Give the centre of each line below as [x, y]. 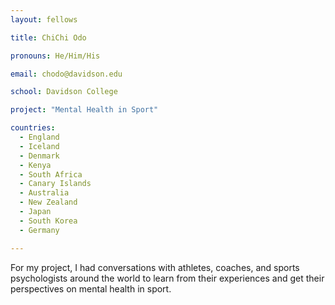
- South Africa [51, 174]
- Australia [44, 193]
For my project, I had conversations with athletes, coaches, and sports [155, 267]
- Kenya [35, 165]
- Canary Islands [55, 184]
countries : [33, 128]
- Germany [39, 230]
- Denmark [39, 156]
